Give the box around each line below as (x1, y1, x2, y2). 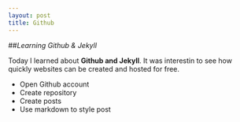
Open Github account (19, 79, 90, 89)
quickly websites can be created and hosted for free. (8, 64, 179, 73)
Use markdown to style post (19, 104, 112, 114)
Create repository (19, 87, 77, 97)
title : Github (8, 19, 55, 27)
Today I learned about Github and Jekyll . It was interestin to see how (8, 56, 232, 65)
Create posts (19, 96, 61, 105)
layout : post (8, 11, 51, 20)
